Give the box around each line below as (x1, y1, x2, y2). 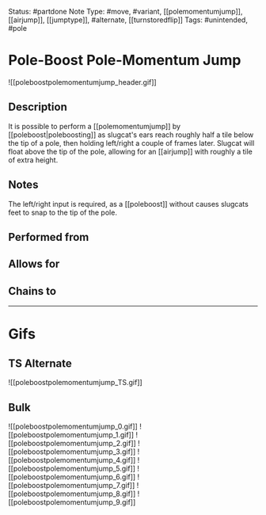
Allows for (8, 257, 60, 271)
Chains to (8, 284, 57, 298)
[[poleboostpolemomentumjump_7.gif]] (8, 480, 135, 490)
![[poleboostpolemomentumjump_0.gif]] (8, 422, 139, 431)
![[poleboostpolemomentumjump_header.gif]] (8, 77, 157, 86)
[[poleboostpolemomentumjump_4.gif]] (8, 455, 136, 464)
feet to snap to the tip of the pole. (8, 208, 117, 217)
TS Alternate (8, 357, 73, 370)
